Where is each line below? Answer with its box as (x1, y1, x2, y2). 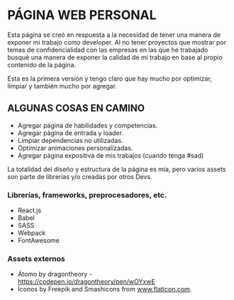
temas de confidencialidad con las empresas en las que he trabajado (7, 45, 208, 54)
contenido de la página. (7, 60, 77, 69)
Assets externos (7, 253, 65, 263)
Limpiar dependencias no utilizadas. (17, 136, 123, 144)
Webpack (17, 229, 46, 237)
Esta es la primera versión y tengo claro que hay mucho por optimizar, (7, 74, 213, 83)
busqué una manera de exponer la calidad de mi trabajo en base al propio (7, 53, 223, 62)
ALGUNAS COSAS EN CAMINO (7, 103, 145, 115)
